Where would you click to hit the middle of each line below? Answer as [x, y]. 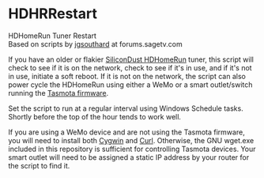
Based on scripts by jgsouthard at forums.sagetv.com [96, 44]
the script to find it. [39, 165]
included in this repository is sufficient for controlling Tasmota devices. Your [132, 149]
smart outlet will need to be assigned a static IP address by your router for [129, 157]
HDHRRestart [53, 14]
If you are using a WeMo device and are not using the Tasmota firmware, [126, 132]
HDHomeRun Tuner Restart [53, 36]
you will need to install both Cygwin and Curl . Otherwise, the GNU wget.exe [131, 140]
